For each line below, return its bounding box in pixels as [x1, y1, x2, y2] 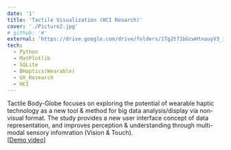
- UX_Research [13, 74, 54, 81]
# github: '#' [7, 29, 48, 36]
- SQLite [13, 61, 38, 68]
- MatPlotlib [13, 55, 51, 62]
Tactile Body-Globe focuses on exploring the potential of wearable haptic [7, 99, 214, 107]
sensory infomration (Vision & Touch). [26, 129, 133, 137]
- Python [13, 49, 38, 56]
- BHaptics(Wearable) [13, 67, 76, 74]
